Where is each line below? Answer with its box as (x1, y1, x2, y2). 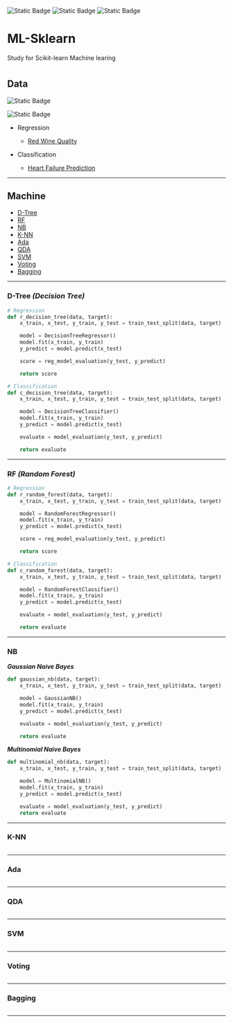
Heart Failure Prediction (27, 164, 96, 172)
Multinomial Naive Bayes (7, 745, 81, 753)
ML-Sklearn (7, 31, 76, 46)
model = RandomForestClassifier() (19, 586, 119, 593)
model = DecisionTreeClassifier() (19, 408, 119, 415)
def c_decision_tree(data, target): (7, 389, 113, 396)
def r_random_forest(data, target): (7, 491, 113, 498)
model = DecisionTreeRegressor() (19, 333, 116, 340)
